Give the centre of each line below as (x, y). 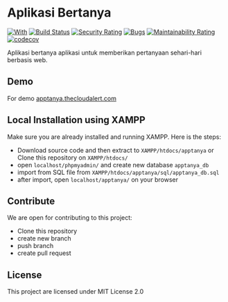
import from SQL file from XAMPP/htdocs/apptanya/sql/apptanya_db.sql (118, 172)
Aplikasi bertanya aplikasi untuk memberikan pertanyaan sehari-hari (105, 53)
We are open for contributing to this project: (70, 218)
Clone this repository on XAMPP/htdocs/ (72, 158)
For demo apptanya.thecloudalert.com (62, 98)
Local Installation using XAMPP (76, 120)
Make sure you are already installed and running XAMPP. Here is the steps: (114, 137)
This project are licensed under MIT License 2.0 (76, 292)
